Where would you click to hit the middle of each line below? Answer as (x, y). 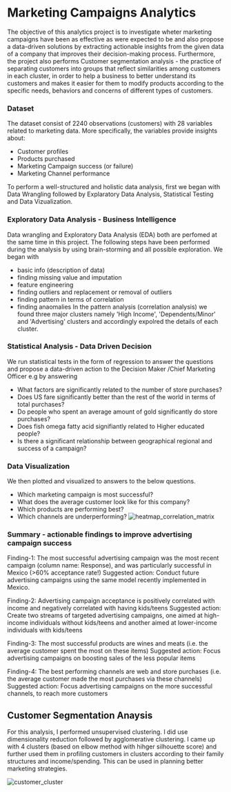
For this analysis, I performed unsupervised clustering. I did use (98, 732)
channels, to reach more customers (58, 694)
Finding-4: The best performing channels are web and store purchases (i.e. (114, 672)
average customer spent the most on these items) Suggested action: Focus (114, 651)
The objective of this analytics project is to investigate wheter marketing (110, 32)
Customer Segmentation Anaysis (80, 715)
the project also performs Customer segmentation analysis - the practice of (114, 61)
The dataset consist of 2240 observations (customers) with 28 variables (110, 124)
